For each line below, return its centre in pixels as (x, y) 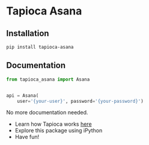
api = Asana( (23, 95)
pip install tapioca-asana (40, 47)
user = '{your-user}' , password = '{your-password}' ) (81, 101)
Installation (28, 33)
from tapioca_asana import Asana (48, 79)
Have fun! (27, 137)
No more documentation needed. (47, 113)
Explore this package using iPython (59, 131)
